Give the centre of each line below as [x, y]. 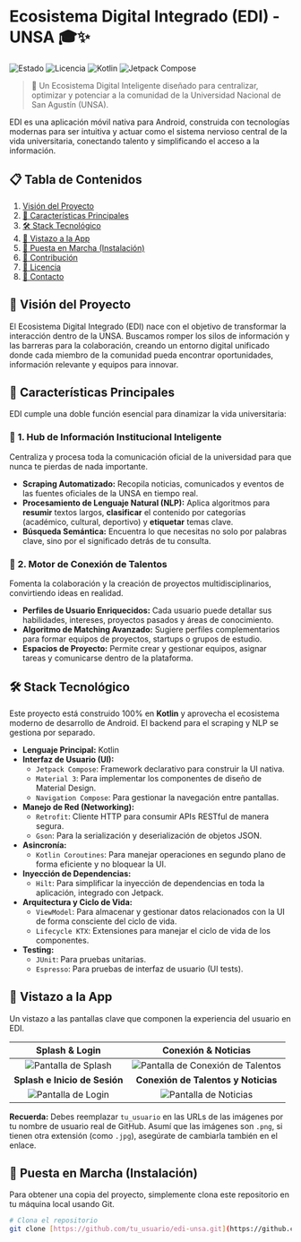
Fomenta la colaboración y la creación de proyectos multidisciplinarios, [140, 583]
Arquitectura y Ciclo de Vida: [77, 901]
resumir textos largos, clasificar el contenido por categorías [134, 512]
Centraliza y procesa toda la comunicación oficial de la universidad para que [150, 457]
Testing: [38, 949]
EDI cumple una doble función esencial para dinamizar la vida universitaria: [148, 414]
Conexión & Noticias [206, 1050]
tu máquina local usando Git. [62, 1204]
